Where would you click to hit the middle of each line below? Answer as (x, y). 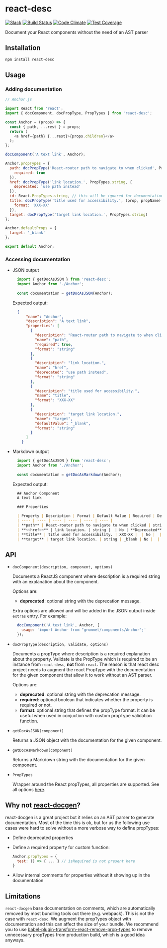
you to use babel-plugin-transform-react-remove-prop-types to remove (79, 930)
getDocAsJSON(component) (38, 731)
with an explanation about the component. (56, 582)
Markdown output (31, 452)
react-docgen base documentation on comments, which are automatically (80, 908)
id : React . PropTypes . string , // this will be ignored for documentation (86, 196)
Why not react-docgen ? (43, 805)
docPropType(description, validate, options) (60, 644)
